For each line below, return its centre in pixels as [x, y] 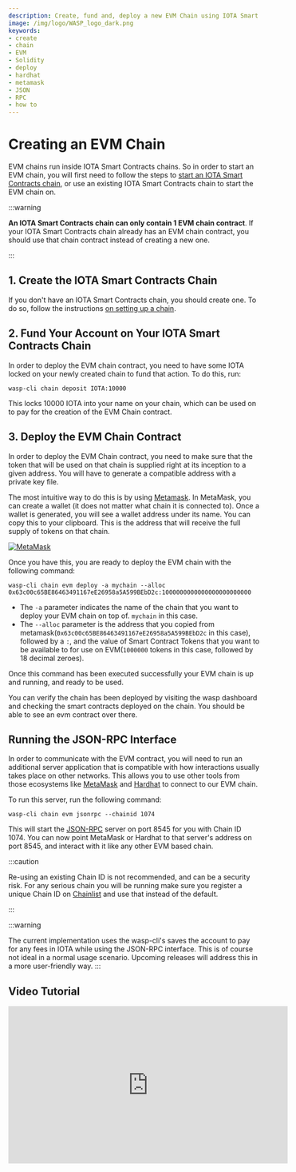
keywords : [25, 30]
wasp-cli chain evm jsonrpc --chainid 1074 [82, 815]
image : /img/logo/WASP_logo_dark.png [71, 23]
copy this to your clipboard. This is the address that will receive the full [124, 522]
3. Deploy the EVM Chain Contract [95, 437]
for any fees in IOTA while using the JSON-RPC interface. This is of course [131, 949]
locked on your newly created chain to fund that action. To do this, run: [125, 373]
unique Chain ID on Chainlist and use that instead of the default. [113, 894]
